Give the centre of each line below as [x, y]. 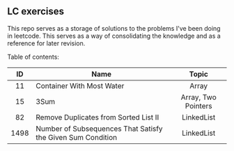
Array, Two [199, 97]
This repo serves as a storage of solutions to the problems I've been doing [114, 28]
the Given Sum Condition [76, 137]
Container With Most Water [80, 85]
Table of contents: [33, 57]
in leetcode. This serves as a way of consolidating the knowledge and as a [114, 36]
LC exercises [36, 12]
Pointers [198, 106]
